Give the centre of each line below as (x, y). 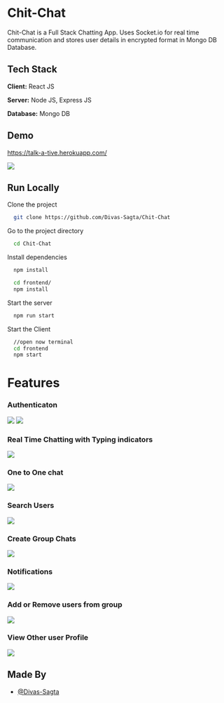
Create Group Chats (42, 539)
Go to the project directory (45, 231)
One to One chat (35, 472)
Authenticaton (33, 405)
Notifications (30, 572)
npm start (28, 355)
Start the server (30, 303)
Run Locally (33, 188)
